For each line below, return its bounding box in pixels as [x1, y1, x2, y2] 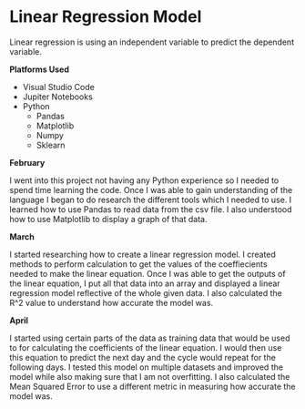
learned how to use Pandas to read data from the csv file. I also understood [9, 203, 293, 215]
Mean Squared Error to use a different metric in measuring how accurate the [9, 381, 296, 392]
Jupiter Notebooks [22, 91, 93, 102]
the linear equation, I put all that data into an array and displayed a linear [9, 278, 280, 289]
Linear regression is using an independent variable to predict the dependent [9, 36, 294, 47]
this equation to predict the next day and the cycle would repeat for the [9, 352, 276, 363]
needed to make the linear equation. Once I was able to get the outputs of [9, 268, 286, 279]
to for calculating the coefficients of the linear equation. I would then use [9, 342, 282, 353]
